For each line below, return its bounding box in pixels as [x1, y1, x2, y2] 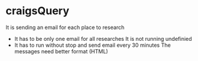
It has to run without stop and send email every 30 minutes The [14, 41, 171, 49]
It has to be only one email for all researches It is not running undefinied [14, 35, 193, 42]
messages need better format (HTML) [14, 47, 109, 54]
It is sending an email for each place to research [5, 24, 125, 31]
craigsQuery [5, 4, 70, 18]
